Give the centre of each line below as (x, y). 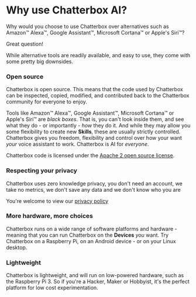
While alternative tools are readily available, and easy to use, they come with (98, 55)
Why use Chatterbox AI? (67, 10)
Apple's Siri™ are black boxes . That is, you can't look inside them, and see (95, 119)
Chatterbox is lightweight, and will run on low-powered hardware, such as (95, 275)
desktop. (17, 247)
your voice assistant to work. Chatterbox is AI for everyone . (78, 144)
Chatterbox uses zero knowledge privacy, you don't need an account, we (94, 183)
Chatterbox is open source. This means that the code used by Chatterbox (94, 89)
